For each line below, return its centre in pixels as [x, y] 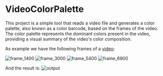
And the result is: [23, 68]
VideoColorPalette [45, 9]
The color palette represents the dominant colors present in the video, [78, 33]
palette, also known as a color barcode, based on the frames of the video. [82, 28]
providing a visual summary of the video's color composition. [68, 39]
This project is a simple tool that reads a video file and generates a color [80, 23]
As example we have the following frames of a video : [60, 48]
